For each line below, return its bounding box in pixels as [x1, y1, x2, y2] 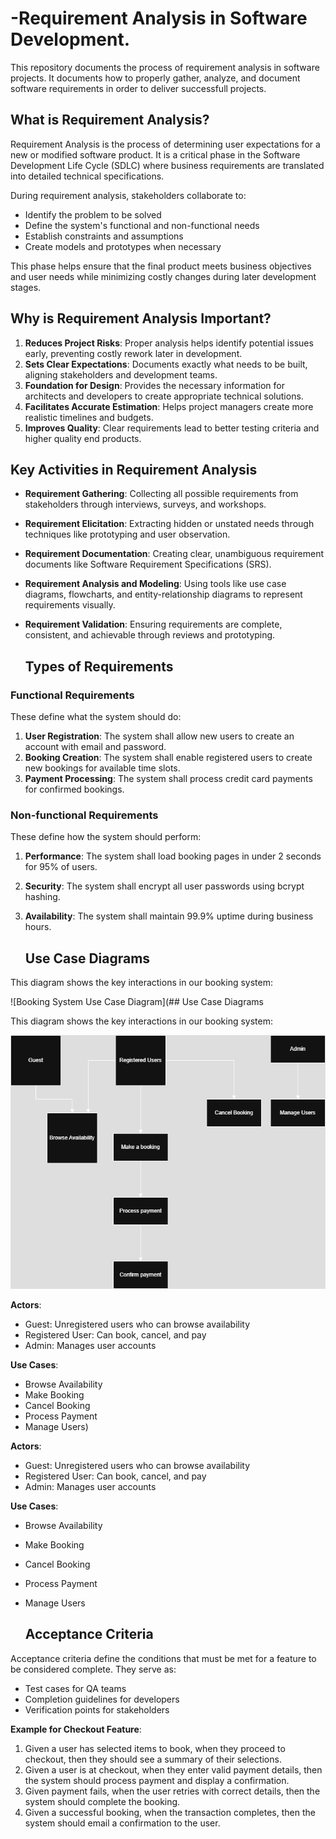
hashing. [24, 891, 61, 903]
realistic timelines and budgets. [24, 411, 154, 423]
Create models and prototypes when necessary [24, 240, 222, 252]
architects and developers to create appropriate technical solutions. [24, 390, 304, 402]
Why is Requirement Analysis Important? [10, 310, 272, 327]
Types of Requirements [24, 658, 174, 675]
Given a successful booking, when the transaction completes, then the [24, 1806, 316, 1818]
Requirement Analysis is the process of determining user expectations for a [10, 138, 321, 150]
